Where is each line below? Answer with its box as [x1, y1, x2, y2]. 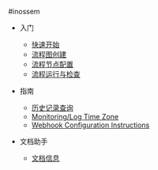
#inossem [8, 7, 41, 16]
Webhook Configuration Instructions [31, 120, 150, 130]
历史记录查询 [31, 103, 73, 112]
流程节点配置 [31, 59, 73, 69]
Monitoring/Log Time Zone [31, 112, 119, 121]
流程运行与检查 [31, 70, 81, 78]
